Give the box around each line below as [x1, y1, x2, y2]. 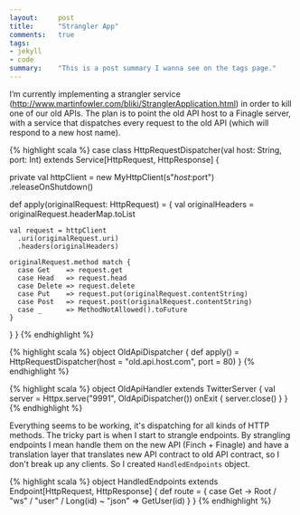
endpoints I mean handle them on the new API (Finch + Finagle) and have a [9, 439, 289, 450]
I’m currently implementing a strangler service [9, 88, 181, 100]
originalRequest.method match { [9, 257, 131, 267]
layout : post [9, 13, 75, 23]
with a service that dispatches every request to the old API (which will [9, 117, 269, 128]
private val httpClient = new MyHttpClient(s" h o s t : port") [9, 171, 215, 182]
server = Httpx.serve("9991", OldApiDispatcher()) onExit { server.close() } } [9, 393, 288, 404]
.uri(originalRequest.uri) [17, 234, 119, 243]
